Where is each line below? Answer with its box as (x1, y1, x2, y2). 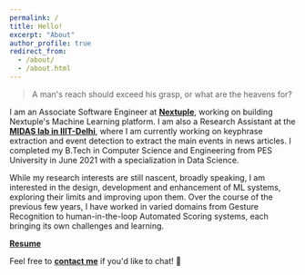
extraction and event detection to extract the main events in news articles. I (9, 135, 291, 146)
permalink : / (9, 13, 59, 23)
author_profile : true (9, 38, 92, 48)
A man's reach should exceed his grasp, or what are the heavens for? (31, 88, 293, 100)
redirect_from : (9, 47, 67, 56)
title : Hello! (9, 22, 64, 31)
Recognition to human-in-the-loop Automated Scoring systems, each (9, 211, 269, 221)
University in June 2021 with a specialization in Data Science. (9, 154, 239, 165)
